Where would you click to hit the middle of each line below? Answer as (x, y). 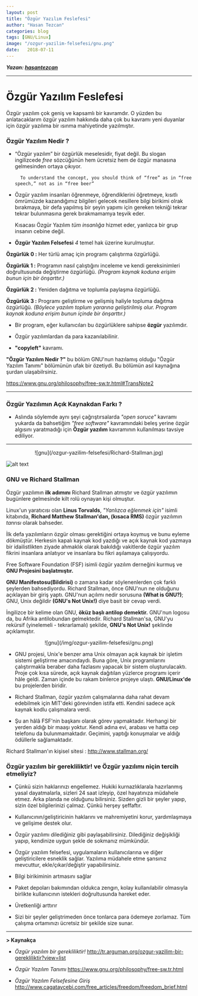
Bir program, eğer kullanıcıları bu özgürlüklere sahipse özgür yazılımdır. (101, 325)
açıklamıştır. (21, 631)
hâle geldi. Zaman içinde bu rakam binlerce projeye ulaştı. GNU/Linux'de (103, 679)
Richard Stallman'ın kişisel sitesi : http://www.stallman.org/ (77, 751)
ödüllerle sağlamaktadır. (44, 739)
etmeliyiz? (22, 773)
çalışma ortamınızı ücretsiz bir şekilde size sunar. (74, 923)
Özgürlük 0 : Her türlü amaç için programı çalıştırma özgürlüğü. (83, 254)
